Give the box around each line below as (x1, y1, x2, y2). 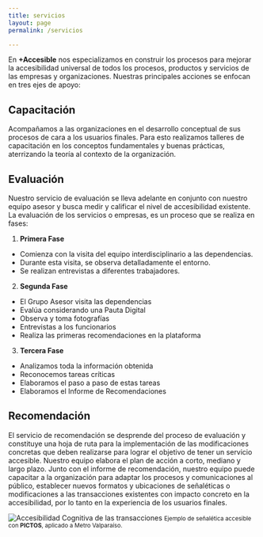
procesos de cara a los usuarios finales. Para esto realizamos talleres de (8, 132, 245, 143)
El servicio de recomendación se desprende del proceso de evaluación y (8, 430, 246, 440)
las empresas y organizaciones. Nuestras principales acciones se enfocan (8, 72, 251, 82)
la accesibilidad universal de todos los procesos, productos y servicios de (8, 63, 250, 73)
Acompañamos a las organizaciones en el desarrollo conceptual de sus (8, 124, 242, 134)
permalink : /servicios (8, 26, 83, 34)
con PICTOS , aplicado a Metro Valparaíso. (8, 521, 123, 529)
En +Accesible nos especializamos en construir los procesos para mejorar (8, 55, 252, 64)
